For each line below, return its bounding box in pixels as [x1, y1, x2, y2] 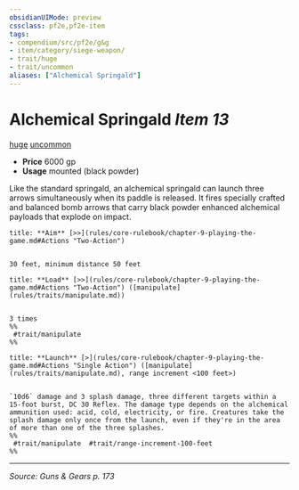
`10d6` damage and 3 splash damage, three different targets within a [9, 392, 277, 401]
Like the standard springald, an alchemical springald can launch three [9, 183, 264, 193]
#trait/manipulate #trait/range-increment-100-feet [12, 438, 214, 448]
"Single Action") [72, 361, 138, 370]
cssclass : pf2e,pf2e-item [9, 21, 105, 30]
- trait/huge [9, 54, 58, 63]
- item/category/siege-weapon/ [9, 46, 125, 55]
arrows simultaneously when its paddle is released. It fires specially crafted [9, 192, 286, 203]
